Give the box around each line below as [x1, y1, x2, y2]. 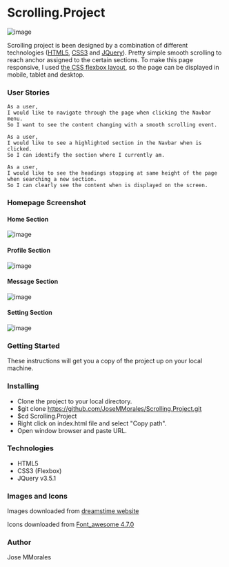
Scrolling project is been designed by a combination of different [7, 41, 188, 49]
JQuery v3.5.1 [17, 474, 57, 482]
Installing [7, 381, 39, 391]
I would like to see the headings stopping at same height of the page [7, 170, 217, 177]
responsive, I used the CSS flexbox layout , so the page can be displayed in [7, 63, 219, 71]
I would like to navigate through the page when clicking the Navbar [7, 109, 212, 117]
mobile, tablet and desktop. [7, 70, 85, 79]
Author [7, 537, 32, 547]
